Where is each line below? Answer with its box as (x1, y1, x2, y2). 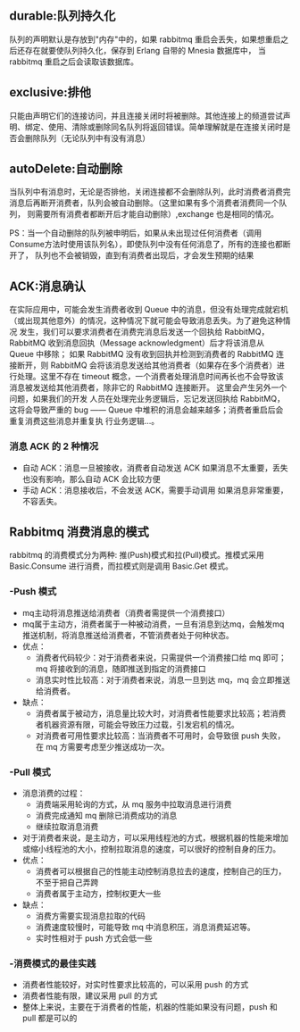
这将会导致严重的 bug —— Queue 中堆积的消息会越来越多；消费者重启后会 (9, 404, 284, 415)
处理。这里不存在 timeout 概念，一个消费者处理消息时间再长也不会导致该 (16, 371, 284, 382)
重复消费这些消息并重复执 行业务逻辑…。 (9, 416, 160, 427)
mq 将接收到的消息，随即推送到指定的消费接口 (35, 663, 207, 674)
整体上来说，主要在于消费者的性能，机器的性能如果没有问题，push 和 (21, 1002, 279, 1012)
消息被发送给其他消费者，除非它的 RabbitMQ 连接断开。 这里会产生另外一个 (9, 382, 287, 393)
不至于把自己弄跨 (35, 877, 99, 887)
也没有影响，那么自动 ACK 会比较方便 (21, 473, 161, 484)
